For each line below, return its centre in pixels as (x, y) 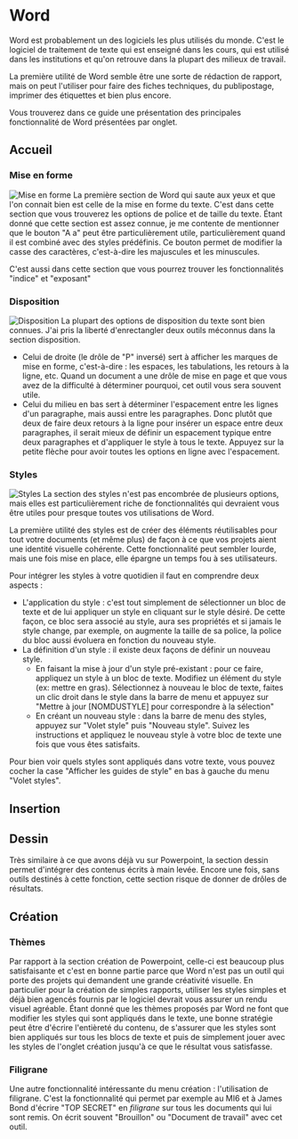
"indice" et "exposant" (50, 278)
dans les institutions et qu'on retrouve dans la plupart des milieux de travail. (148, 59)
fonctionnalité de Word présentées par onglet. (93, 122)
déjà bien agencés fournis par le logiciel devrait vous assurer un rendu (138, 999)
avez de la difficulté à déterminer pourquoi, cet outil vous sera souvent (152, 385)
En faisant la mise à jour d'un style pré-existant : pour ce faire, (149, 669)
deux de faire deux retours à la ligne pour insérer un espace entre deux (153, 423)
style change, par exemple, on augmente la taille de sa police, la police (152, 631)
